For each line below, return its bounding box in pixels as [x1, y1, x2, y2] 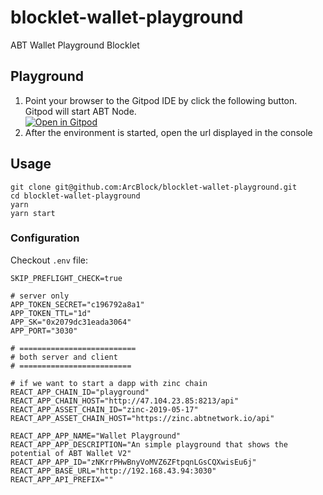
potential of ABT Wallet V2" [10, 448, 132, 458]
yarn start [10, 208, 56, 218]
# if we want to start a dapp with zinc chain [10, 378, 208, 388]
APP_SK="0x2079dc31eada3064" [10, 317, 132, 327]
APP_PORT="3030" [10, 326, 78, 336]
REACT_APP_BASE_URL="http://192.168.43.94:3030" [10, 466, 217, 476]
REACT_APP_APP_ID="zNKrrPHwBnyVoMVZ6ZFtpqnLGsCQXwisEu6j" [10, 457, 257, 467]
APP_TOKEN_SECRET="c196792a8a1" [10, 299, 145, 310]
